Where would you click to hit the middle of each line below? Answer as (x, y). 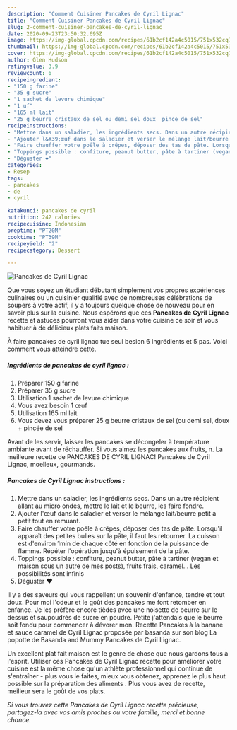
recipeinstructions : (38, 126)
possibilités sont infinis (51, 574)
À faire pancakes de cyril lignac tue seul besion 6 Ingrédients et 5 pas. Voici (117, 342)
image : (17, 40)
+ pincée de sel (40, 428)
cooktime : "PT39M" (34, 237)
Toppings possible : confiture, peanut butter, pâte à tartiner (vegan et (118, 559)
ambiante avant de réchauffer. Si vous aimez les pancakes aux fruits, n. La (115, 449)
